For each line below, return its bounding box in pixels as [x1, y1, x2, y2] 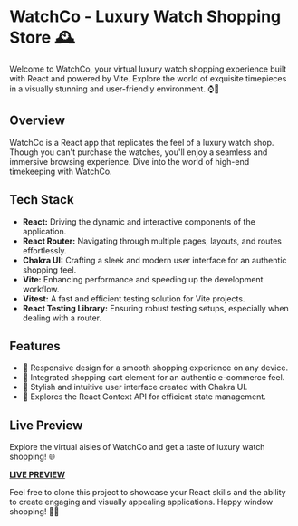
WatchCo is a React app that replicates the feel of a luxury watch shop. [9, 137, 274, 148]
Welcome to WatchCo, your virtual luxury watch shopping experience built [9, 63, 287, 74]
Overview [9, 113, 66, 129]
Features [9, 338, 61, 354]
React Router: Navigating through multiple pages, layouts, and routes [22, 235, 283, 246]
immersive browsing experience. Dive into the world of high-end [9, 156, 250, 167]
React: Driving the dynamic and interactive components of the [22, 215, 255, 227]
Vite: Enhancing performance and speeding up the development [22, 273, 264, 284]
